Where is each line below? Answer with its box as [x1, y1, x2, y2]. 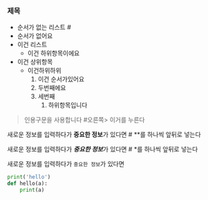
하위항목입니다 [48, 101, 88, 109]
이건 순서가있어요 [37, 75, 85, 84]
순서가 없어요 [17, 32, 53, 40]
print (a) [19, 187, 45, 194]
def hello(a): [7, 180, 48, 188]
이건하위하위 [27, 66, 62, 75]
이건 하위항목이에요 [27, 49, 80, 57]
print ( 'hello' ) [7, 174, 51, 181]
